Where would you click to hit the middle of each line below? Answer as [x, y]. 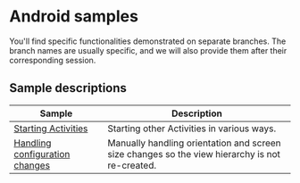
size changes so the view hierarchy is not [194, 154]
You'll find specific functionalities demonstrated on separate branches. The [148, 41]
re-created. [132, 165]
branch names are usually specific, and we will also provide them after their [148, 50]
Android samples [74, 17]
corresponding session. [53, 60]
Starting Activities [51, 129]
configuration [42, 154]
